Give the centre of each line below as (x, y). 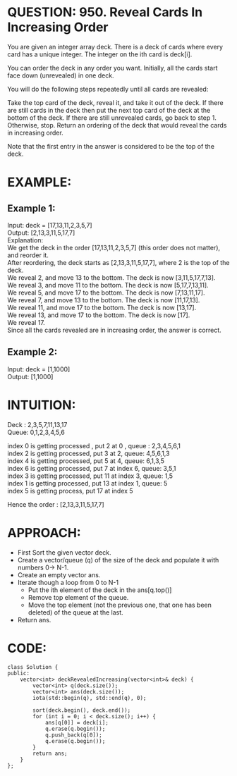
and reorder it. (28, 255)
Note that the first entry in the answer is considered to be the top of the (111, 146)
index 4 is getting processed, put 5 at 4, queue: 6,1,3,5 (86, 461)
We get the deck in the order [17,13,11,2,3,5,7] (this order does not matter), (114, 247)
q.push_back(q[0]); (73, 735)
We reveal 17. (26, 322)
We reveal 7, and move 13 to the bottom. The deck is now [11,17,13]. (104, 300)
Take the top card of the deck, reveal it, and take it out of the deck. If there (115, 102)
